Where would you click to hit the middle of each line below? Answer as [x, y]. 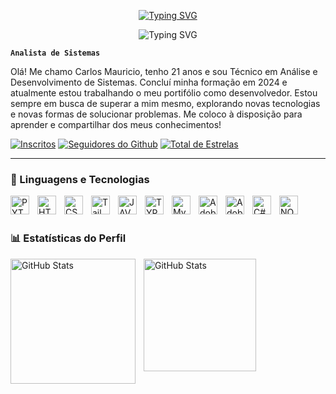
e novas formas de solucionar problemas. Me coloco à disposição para [156, 114]
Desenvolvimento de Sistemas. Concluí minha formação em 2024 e [149, 82]
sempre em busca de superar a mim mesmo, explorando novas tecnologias [165, 103]
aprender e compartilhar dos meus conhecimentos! [116, 124]
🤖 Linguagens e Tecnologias [80, 179]
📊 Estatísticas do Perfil [68, 238]
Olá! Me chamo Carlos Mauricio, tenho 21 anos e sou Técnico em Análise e [164, 71]
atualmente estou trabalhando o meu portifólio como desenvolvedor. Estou [164, 93]
